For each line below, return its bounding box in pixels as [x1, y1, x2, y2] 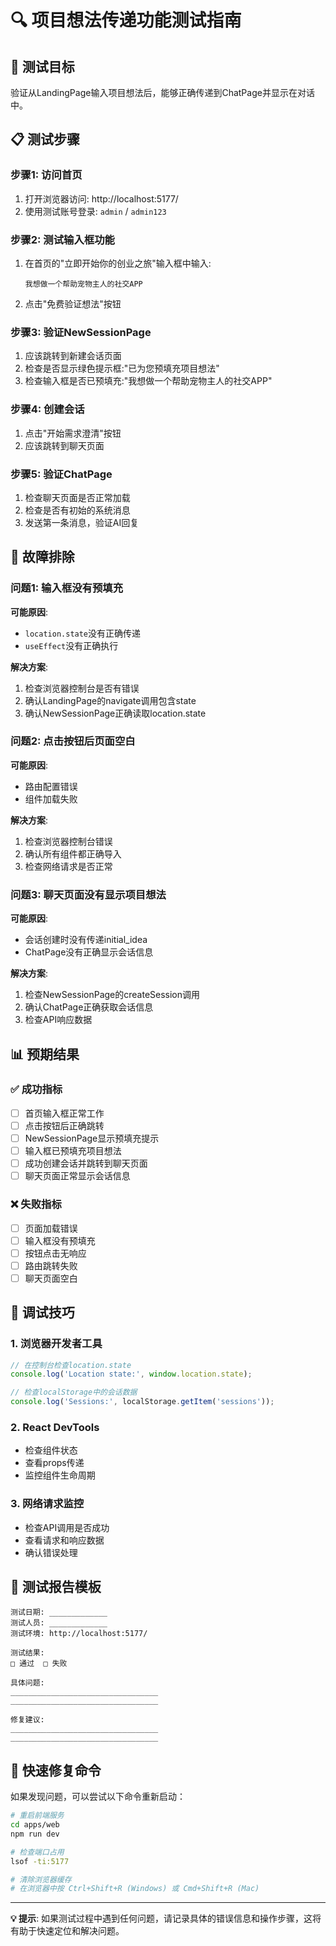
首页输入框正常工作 [24, 1107, 105, 1119]
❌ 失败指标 [10, 1197, 62, 1211]
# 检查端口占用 [10, 1847, 65, 1857]
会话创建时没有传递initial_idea [24, 934, 148, 946]
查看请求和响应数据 [24, 1534, 105, 1546]
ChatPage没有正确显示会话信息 [24, 946, 154, 958]
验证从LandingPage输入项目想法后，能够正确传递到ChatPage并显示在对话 [10, 87, 315, 98]
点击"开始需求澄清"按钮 [24, 427, 122, 439]
